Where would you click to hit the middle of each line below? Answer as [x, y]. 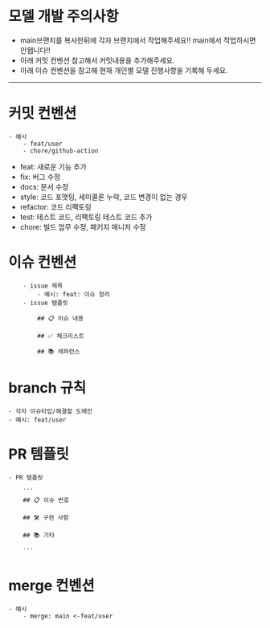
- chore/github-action [61, 151]
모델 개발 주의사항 [63, 16]
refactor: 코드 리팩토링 [56, 206]
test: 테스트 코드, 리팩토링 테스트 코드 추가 [86, 217]
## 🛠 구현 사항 [46, 518]
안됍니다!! [35, 50]
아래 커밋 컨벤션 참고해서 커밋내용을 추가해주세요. [97, 60]
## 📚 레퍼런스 [59, 351]
